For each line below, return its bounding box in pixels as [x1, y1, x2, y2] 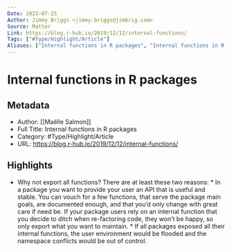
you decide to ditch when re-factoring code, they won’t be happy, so [17, 215, 213, 223]
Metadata [7, 99, 50, 111]
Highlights [7, 159, 53, 171]
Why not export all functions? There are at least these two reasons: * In [17, 177, 221, 186]
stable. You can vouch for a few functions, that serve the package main [17, 193, 222, 201]
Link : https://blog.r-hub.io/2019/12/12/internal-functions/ [7, 29, 188, 37]
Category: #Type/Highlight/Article [17, 133, 114, 140]
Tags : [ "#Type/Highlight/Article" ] [7, 36, 110, 43]
